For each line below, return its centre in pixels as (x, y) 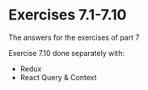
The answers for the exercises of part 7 (74, 37)
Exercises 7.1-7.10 (68, 15)
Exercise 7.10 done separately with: (67, 53)
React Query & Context (58, 77)
